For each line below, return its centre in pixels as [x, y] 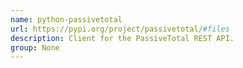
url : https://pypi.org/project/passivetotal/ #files [120, 29]
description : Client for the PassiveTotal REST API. [122, 38]
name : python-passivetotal [66, 19]
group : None [35, 47]
